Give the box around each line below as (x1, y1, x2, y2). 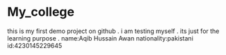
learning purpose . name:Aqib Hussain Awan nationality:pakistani (7, 34, 193, 42)
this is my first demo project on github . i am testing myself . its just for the (7, 27, 220, 35)
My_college (7, 4, 75, 20)
